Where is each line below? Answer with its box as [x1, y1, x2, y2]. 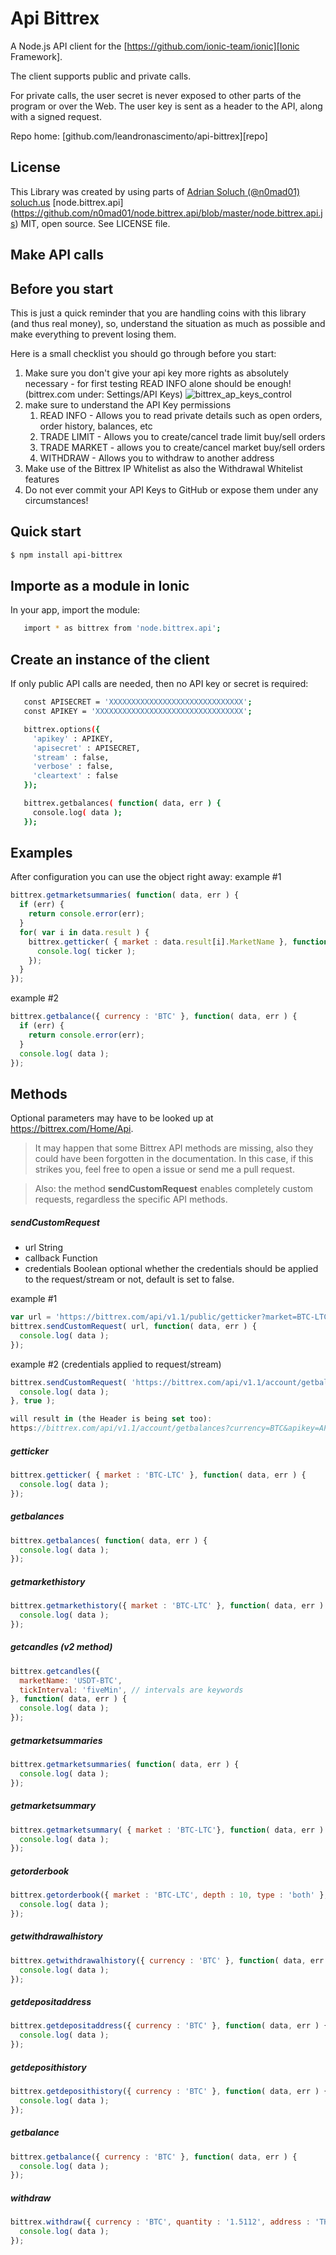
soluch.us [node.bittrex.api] [10, 196, 124, 208]
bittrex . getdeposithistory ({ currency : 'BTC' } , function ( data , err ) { [10, 2087, 329, 2097]
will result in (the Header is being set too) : [10, 1414, 213, 1424]
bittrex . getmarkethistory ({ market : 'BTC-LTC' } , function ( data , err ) [10, 1601, 325, 1611]
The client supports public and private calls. [10, 70, 192, 82]
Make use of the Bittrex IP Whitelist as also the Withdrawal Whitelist [24, 462, 303, 474]
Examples [10, 845, 73, 862]
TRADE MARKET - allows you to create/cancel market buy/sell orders [39, 441, 326, 453]
